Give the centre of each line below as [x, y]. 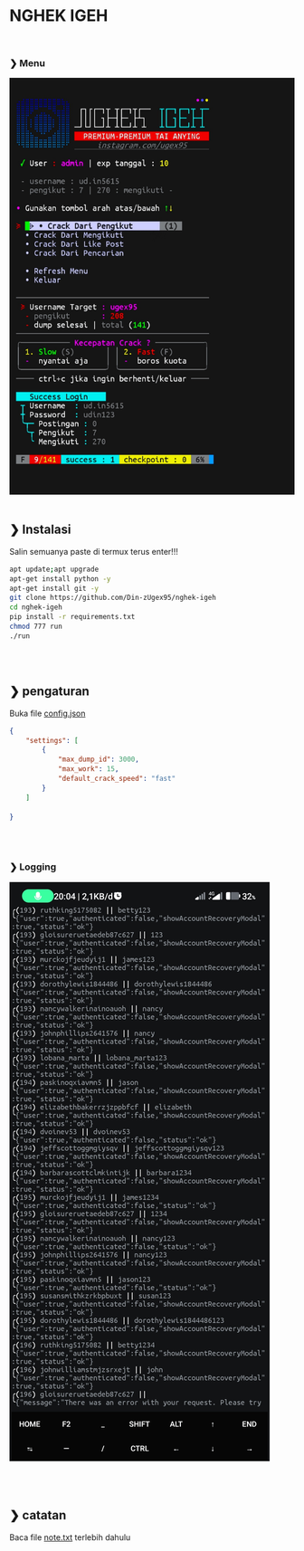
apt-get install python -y [60, 579]
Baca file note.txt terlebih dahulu [70, 1537]
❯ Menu [27, 63]
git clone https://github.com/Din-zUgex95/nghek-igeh [113, 598]
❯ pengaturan [50, 692]
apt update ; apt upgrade [54, 569]
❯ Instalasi [40, 530]
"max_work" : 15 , [88, 769]
